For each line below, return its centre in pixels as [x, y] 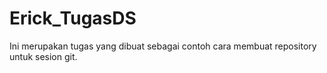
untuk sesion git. [43, 56]
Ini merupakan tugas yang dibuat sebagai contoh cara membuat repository [163, 46]
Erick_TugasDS [73, 18]
